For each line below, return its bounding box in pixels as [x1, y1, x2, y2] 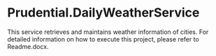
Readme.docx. [7, 42, 49, 50]
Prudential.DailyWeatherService [7, 5, 200, 21]
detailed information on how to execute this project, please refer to [7, 35, 199, 43]
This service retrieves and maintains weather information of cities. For [7, 28, 209, 36]
